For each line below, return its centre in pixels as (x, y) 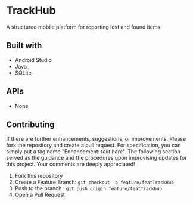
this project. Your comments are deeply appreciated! (71, 164)
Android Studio (33, 60)
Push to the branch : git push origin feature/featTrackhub (88, 188)
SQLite (23, 73)
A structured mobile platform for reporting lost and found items (83, 27)
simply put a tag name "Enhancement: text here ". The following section (93, 152)
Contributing (30, 124)
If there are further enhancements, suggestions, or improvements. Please (96, 139)
